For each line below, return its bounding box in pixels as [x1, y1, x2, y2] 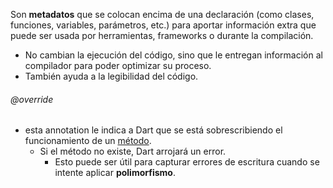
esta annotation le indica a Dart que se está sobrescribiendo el [24, 124, 283, 136]
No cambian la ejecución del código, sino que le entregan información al [24, 49, 323, 61]
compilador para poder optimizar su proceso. [24, 60, 212, 71]
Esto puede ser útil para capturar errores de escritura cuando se [54, 156, 320, 168]
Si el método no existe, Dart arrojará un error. [39, 145, 227, 158]
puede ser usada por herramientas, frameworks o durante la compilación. [10, 30, 314, 41]
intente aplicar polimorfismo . [54, 167, 176, 179]
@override [10, 93, 54, 105]
